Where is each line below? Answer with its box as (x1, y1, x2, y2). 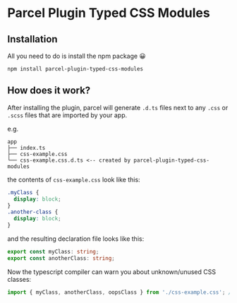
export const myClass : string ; (7, 249, 99, 256)
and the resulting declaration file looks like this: (7, 234, 145, 243)
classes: (7, 275, 32, 283)
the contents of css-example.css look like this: (7, 175, 140, 184)
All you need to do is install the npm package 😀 (7, 52, 146, 60)
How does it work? (7, 85, 91, 97)
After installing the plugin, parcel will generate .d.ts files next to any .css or (7, 103, 229, 112)
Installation (7, 33, 58, 45)
